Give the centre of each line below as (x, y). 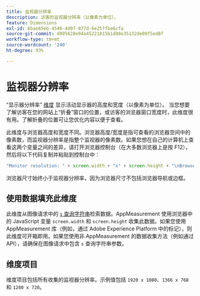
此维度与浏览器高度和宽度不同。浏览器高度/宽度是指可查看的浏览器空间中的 (99, 132)
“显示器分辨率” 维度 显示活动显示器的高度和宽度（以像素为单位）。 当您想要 (98, 104)
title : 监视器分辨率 (29, 12)
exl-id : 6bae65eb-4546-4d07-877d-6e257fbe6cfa (65, 28)
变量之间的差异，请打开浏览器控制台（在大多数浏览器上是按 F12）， (109, 147)
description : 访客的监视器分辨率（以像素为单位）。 (62, 17)
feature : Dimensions (32, 23)
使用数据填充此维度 (41, 198)
